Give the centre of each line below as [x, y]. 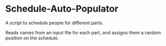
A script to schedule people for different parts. [54, 23]
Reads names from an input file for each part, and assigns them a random [83, 32]
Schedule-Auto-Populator [62, 9]
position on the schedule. [32, 38]
